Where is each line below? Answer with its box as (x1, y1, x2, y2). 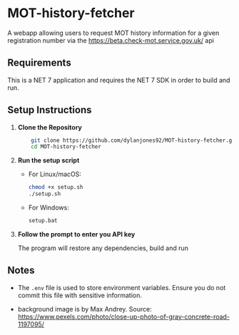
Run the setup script (17, 156, 80, 165)
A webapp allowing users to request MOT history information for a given (7, 29, 220, 37)
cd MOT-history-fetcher (31, 143, 101, 150)
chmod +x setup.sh (28, 184, 83, 191)
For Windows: (28, 203, 69, 212)
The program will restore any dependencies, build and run (17, 244, 189, 252)
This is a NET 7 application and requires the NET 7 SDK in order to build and (7, 76, 230, 84)
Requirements (7, 57, 71, 69)
